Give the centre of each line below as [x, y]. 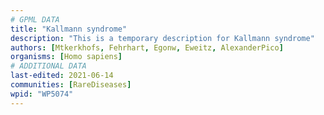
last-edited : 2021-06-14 [62, 76]
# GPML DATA [35, 19]
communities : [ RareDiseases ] [71, 85]
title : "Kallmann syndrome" [69, 29]
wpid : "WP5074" [42, 94]
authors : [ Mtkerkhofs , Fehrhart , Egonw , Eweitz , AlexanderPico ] [147, 47]
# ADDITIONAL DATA [48, 66]
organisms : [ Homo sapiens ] [66, 57]
